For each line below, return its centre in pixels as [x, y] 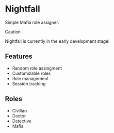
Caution [13, 32]
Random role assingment [37, 68]
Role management [30, 78]
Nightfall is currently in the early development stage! [57, 41]
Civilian [19, 111]
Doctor [19, 116]
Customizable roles [31, 73]
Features [19, 57]
